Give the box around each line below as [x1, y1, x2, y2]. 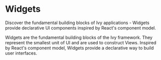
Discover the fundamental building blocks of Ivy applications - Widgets [5, 20, 150, 26]
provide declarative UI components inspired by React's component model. [5, 25, 157, 30]
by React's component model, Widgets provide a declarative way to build [5, 45, 154, 51]
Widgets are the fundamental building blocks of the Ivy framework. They [5, 34, 153, 40]
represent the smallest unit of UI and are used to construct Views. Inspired [5, 39, 157, 45]
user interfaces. [5, 50, 38, 56]
